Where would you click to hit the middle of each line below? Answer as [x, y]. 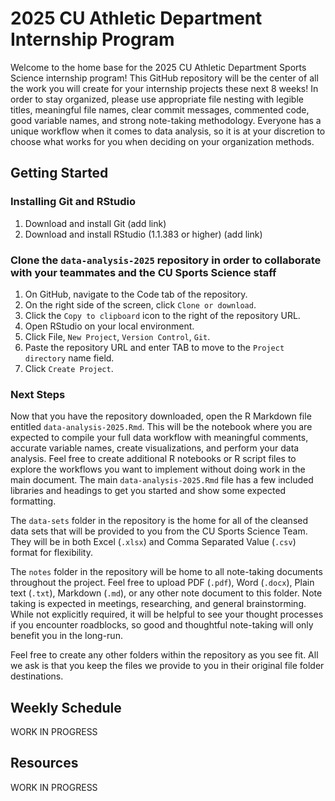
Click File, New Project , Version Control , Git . [117, 336]
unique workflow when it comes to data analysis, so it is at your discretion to [168, 131]
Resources [44, 763]
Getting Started [59, 173]
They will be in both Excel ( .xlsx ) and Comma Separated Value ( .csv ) [153, 542]
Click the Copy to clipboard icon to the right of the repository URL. [162, 315]
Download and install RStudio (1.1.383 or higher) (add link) [143, 234]
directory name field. [69, 358]
